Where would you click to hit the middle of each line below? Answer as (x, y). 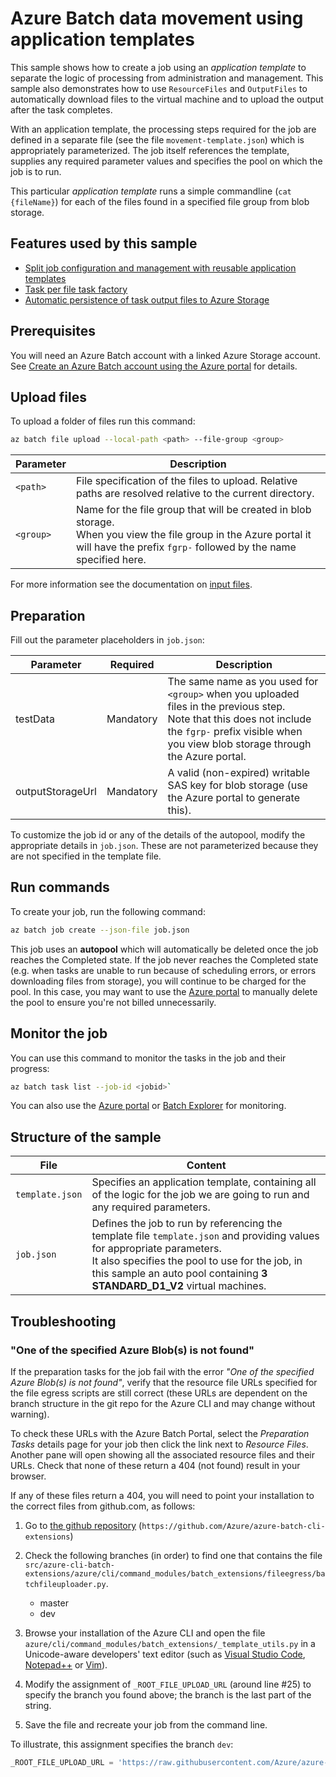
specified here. (111, 560)
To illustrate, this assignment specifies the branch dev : (122, 1744)
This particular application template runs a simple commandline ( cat (151, 191)
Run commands (60, 887)
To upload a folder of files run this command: (103, 421)
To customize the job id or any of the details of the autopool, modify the (158, 835)
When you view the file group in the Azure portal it (193, 535)
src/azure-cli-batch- (69, 1565)
